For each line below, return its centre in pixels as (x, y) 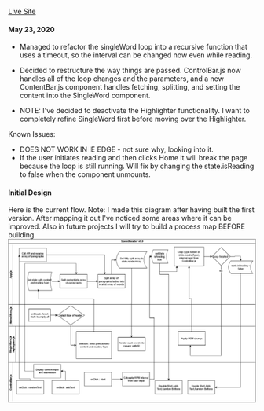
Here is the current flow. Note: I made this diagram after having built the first (132, 210)
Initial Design (30, 193)
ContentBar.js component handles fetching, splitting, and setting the (130, 87)
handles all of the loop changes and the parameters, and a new (121, 79)
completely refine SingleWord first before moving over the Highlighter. (133, 119)
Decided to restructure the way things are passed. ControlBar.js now (130, 71)
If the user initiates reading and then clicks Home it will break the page (134, 158)
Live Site (22, 11)
